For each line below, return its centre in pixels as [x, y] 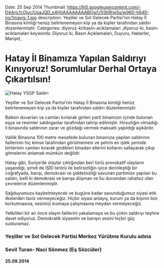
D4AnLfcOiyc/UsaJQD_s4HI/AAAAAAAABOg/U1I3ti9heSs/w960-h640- [77, 12]
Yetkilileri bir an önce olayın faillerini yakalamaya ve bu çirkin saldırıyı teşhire [82, 213]
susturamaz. [18, 223]
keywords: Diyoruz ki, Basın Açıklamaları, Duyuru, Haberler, [90, 33]
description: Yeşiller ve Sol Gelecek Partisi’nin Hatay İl [92, 17]
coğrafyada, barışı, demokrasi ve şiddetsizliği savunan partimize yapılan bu [81, 173]
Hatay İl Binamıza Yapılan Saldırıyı [76, 58]
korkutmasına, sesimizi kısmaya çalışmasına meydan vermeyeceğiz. [74, 203]
